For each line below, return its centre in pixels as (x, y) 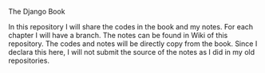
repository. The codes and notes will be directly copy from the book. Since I (133, 44)
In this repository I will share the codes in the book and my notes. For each (131, 27)
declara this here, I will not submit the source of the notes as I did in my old (132, 52)
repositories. (29, 60)
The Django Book (37, 12)
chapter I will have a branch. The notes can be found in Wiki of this (118, 35)
